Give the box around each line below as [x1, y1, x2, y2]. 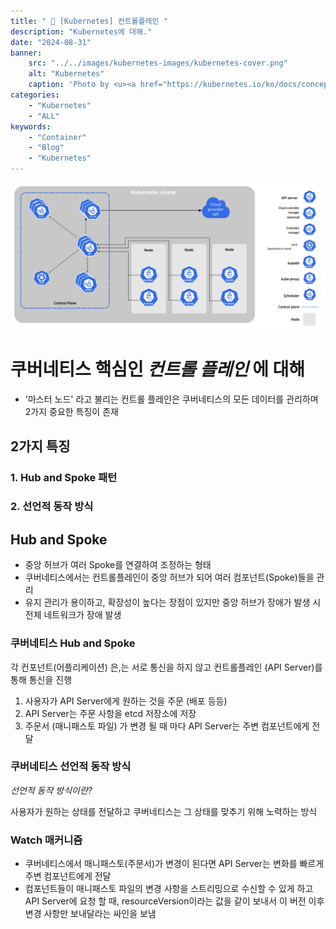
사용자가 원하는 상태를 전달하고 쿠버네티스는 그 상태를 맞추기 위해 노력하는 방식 [10, 805, 318, 817]
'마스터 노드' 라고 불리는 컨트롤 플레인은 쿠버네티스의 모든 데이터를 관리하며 [24, 393, 319, 405]
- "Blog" [28, 143, 65, 153]
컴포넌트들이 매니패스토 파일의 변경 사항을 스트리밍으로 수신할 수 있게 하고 [24, 883, 314, 895]
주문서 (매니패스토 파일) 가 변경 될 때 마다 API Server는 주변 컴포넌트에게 [24, 720, 310, 732]
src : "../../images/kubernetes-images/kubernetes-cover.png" [28, 58, 288, 69]
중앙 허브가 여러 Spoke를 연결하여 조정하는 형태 [24, 559, 212, 571]
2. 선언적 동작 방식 [10, 500, 94, 514]
